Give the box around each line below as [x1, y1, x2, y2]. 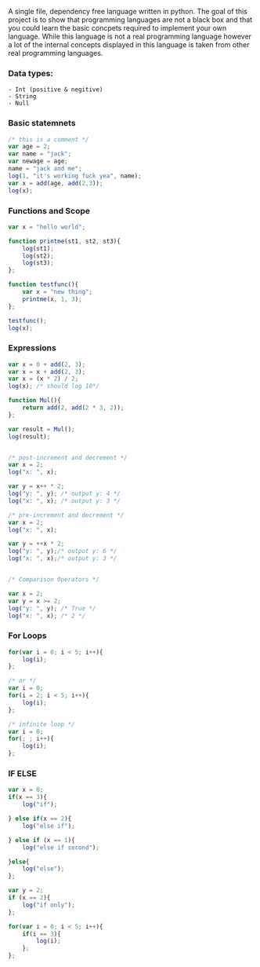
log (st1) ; [22, 244, 55, 252]
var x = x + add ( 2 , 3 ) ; [8, 368, 86, 375]
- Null [8, 100, 30, 108]
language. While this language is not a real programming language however [8, 31, 252, 41]
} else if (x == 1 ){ [8, 836, 76, 844]
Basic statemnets [8, 118, 76, 129]
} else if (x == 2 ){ [8, 815, 72, 823]
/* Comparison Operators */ [8, 576, 100, 584]
